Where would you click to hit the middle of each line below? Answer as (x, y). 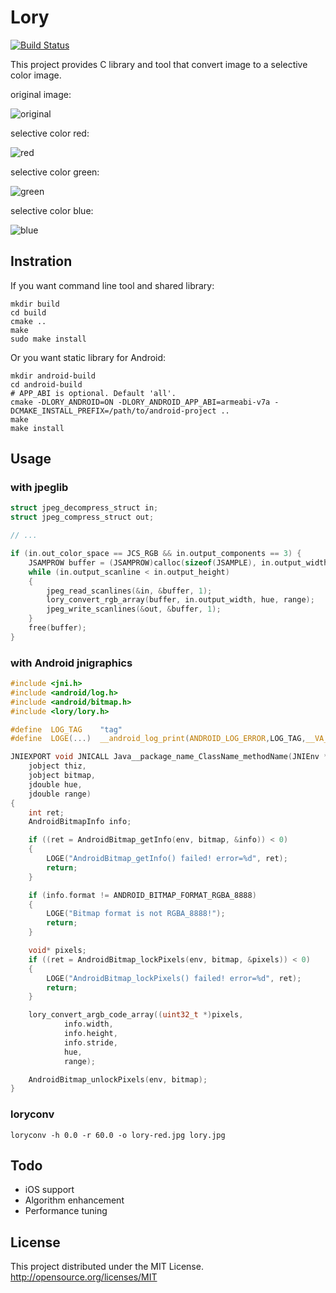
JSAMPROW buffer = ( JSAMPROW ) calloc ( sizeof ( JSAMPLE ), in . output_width (178, 562)
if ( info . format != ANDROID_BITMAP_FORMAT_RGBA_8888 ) (142, 895)
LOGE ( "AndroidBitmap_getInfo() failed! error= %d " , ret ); (167, 859)
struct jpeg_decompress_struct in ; (84, 508)
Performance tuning (66, 1211)
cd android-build (46, 384)
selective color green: (55, 172)
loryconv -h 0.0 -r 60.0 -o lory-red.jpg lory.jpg (118, 1135)
